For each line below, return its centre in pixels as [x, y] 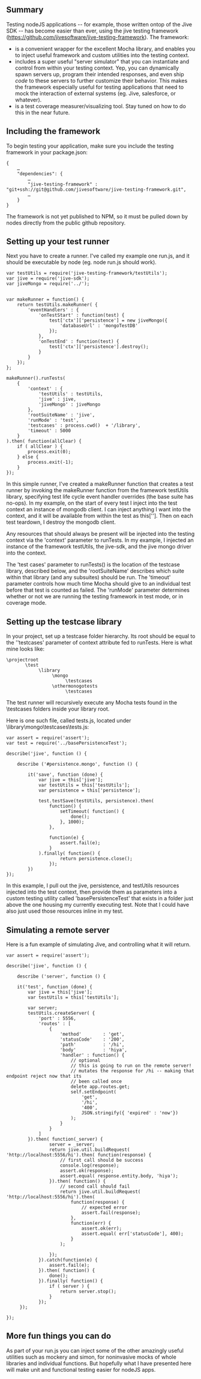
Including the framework [53, 131]
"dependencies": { [40, 173]
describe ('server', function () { [61, 977]
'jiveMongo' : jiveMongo [69, 404]
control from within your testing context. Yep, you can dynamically [97, 68]
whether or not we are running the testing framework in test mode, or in [95, 596]
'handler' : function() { [92, 1056]
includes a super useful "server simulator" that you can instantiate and [102, 61]
